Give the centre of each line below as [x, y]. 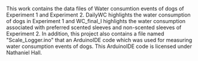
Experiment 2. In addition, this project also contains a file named [85, 34]
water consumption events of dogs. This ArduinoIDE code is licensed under [99, 46]
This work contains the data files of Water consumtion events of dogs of [95, 9]
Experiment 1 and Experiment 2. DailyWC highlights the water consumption [98, 15]
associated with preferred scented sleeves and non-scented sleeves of [94, 27]
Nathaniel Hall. [24, 52]
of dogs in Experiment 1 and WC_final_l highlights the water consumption [96, 21]
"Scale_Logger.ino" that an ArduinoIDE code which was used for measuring [99, 40]
